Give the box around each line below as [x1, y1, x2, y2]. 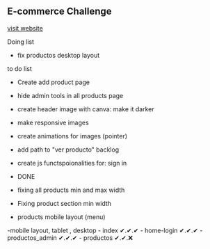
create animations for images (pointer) [17, 131, 127, 140]
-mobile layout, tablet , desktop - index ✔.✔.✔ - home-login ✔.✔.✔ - [7, 226, 203, 234]
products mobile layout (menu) [17, 212, 106, 221]
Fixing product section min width [17, 199, 112, 207]
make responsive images [17, 118, 89, 127]
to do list [7, 64, 33, 72]
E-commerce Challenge [7, 6, 113, 17]
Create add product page [17, 78, 90, 86]
